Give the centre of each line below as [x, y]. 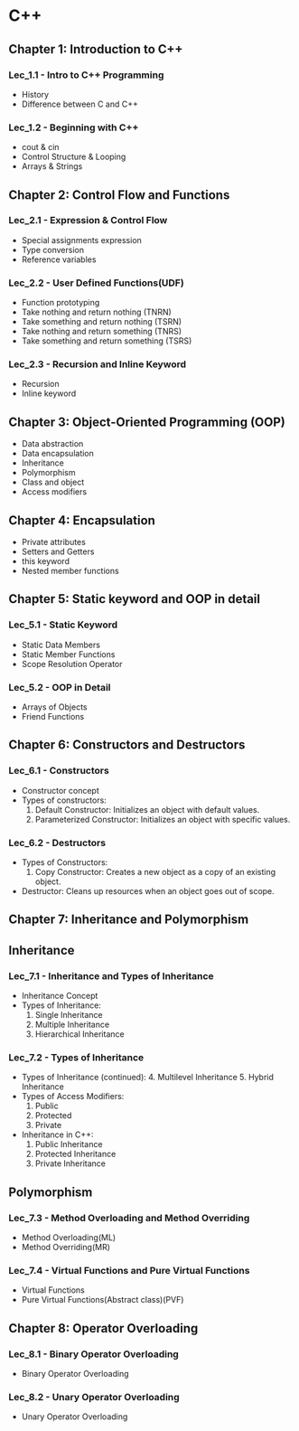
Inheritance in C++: [57, 1134]
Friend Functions [53, 717]
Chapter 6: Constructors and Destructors [127, 745]
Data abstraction [52, 444]
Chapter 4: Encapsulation [82, 520]
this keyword [45, 561]
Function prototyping [61, 303]
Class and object [53, 482]
